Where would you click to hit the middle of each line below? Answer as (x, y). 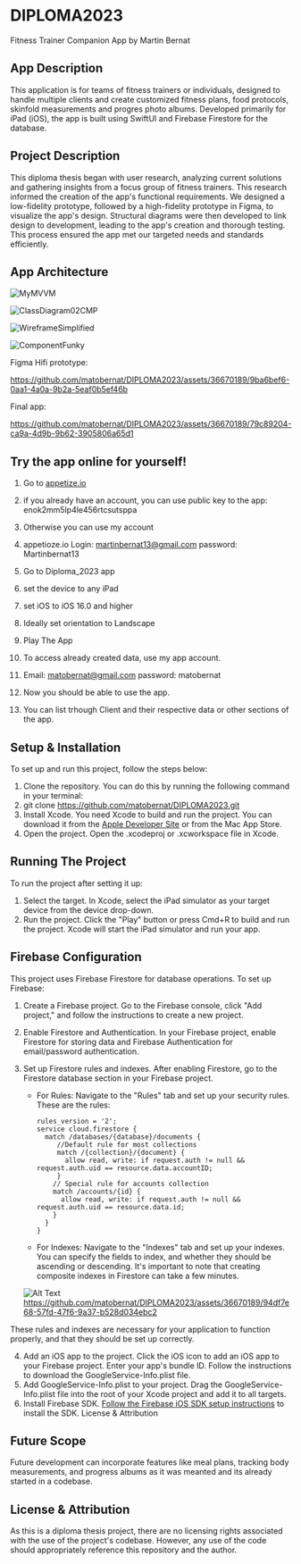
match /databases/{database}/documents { (123, 1137)
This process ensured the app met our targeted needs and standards (137, 234)
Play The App (48, 640)
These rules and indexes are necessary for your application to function (140, 1329)
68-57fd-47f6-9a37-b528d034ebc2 (90, 1312)
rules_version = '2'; (76, 1121)
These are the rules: (73, 1105)
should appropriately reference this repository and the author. (124, 1550)
